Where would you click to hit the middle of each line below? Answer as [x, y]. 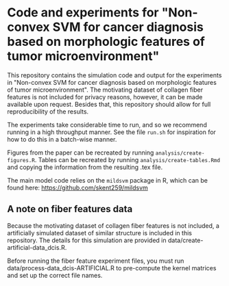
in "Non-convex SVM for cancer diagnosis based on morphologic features [112, 82]
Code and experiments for [83, 13]
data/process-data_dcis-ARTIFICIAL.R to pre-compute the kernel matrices [112, 268]
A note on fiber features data [70, 209]
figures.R [21, 160]
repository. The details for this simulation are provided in [87, 240]
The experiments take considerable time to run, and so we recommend [107, 125]
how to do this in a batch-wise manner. [62, 139]
